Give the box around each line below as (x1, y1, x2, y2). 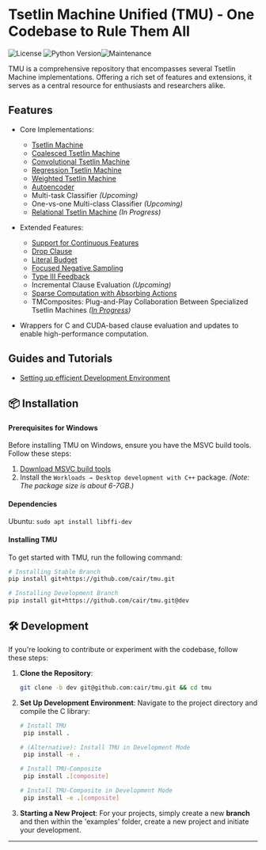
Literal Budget (31, 255, 78, 264)
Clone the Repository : (19, 668, 93, 677)
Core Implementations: (19, 124, 94, 134)
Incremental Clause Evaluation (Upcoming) (31, 279, 172, 290)
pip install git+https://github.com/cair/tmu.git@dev (8, 597, 190, 605)
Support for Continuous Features (31, 237, 139, 247)
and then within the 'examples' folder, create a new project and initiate (19, 817, 249, 826)
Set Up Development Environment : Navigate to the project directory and (19, 698, 258, 708)
